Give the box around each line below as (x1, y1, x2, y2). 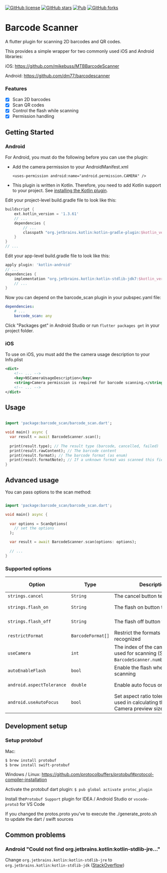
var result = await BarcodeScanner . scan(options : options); (9, 540, 137, 545)
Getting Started (5, 128, 54, 136)
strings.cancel (7, 593, 44, 599)
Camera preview (114, 705, 153, 712)
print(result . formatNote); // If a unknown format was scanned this (9, 458, 155, 463)
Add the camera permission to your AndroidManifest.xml (12, 164, 129, 170)
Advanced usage (5, 476, 59, 485)
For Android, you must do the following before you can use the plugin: (5, 154, 149, 160)
